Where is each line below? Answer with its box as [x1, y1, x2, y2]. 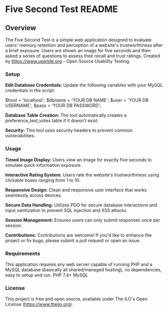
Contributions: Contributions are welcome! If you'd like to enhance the [5, 232, 152, 238]
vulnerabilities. [5, 133, 36, 139]
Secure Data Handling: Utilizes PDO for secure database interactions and [5, 202, 157, 208]
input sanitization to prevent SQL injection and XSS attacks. [5, 207, 128, 213]
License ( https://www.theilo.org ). [5, 301, 74, 307]
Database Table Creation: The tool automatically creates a [5, 112, 127, 119]
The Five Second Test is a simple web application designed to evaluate [5, 37, 152, 43]
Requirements [5, 250, 41, 257]
